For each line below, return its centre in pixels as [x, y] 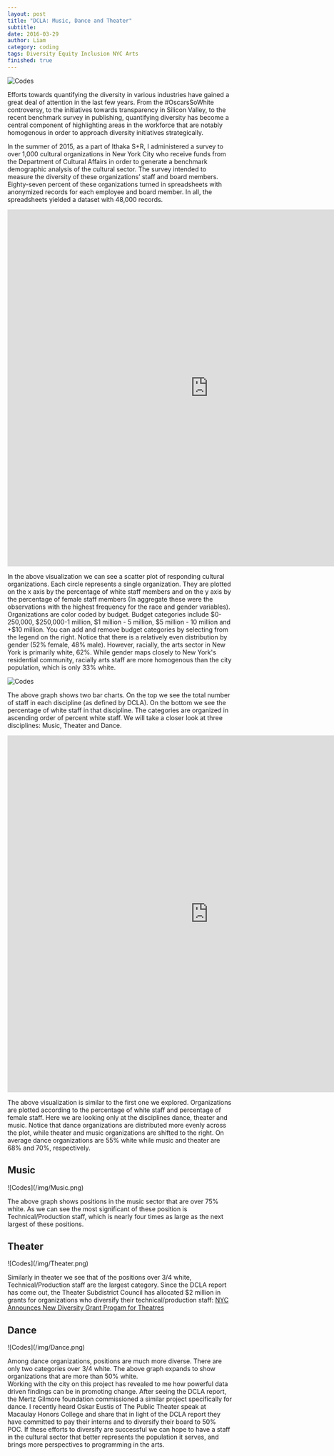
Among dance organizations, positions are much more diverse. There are [115, 1361]
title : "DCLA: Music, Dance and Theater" [70, 21]
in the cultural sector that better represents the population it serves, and [113, 1437]
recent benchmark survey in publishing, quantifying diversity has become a [118, 117]
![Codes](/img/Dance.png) [46, 1348]
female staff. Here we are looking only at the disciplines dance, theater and [117, 1117]
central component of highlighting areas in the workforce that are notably [115, 125]
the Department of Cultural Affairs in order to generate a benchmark [108, 161]
